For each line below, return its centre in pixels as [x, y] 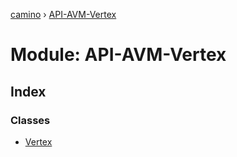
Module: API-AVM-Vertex [118, 55]
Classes [30, 120]
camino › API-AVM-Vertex [63, 14]
